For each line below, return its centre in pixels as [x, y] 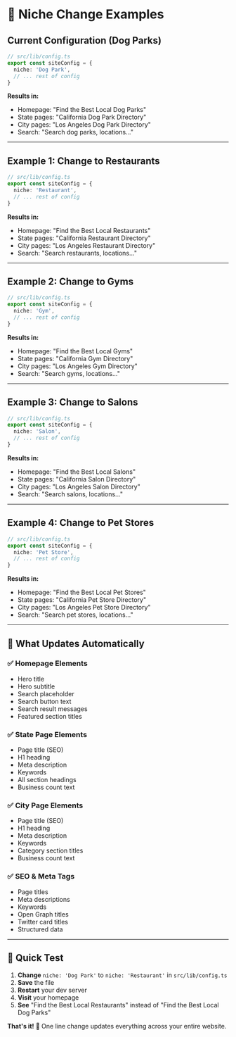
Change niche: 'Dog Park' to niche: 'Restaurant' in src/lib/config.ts [122, 975]
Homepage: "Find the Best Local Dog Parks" [81, 110]
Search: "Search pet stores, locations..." [75, 615]
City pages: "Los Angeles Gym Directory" [78, 366]
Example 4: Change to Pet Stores [81, 523]
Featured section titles [50, 716]
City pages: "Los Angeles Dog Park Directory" [84, 125]
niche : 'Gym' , [34, 311]
